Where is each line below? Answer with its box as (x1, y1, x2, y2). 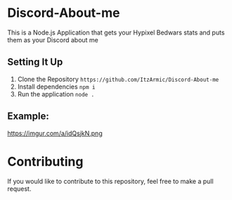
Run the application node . (17, 89, 95, 98)
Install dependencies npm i (17, 82, 96, 91)
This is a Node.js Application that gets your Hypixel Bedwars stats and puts (7, 28, 225, 37)
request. (7, 185, 32, 193)
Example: (7, 111, 49, 123)
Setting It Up (7, 56, 63, 68)
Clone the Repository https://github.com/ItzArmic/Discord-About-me (17, 75, 219, 83)
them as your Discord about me (7, 35, 98, 44)
